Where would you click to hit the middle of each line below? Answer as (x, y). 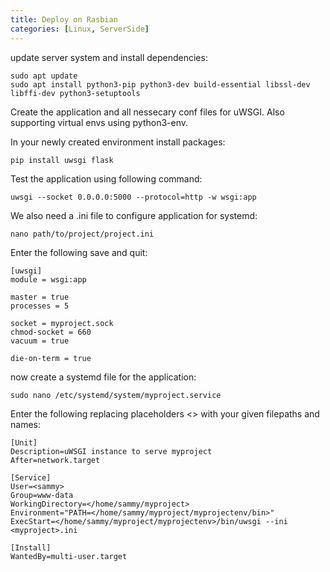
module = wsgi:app (48, 279)
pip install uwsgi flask (62, 160)
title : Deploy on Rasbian (64, 19)
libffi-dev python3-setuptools (75, 93)
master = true (40, 297)
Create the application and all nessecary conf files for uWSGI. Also (147, 112)
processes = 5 (40, 306)
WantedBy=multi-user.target (69, 556)
